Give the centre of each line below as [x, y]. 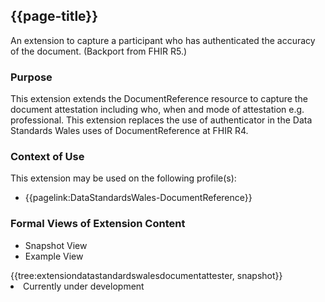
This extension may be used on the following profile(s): [123, 178]
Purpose [31, 77]
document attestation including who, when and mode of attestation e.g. [157, 110]
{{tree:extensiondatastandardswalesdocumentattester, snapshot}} [146, 275]
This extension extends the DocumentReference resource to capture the [159, 99]
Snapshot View [56, 245]
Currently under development [84, 286]
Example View [54, 256]
